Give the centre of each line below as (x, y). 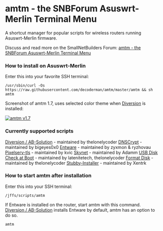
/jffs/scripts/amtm (25, 195)
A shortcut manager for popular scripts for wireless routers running (73, 33)
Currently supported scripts (39, 131)
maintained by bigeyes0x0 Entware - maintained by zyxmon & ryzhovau (78, 147)
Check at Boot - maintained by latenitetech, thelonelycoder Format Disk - (79, 158)
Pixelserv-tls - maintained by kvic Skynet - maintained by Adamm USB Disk (81, 152)
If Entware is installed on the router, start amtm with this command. (73, 205)
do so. (12, 215)
